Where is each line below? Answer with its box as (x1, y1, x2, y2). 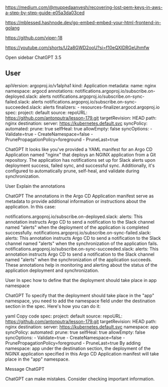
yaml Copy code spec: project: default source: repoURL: (5, 313, 122, 319)
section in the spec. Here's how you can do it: (5, 303, 101, 309)
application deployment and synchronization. (5, 267, 100, 273)
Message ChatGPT (5, 366, 45, 372)
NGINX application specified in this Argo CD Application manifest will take (5, 350, 159, 357)
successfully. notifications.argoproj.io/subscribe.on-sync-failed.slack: (5, 229, 151, 235)
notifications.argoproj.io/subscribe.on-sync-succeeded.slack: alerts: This (5, 245, 159, 252)
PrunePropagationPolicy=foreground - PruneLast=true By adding (5, 340, 141, 346)
